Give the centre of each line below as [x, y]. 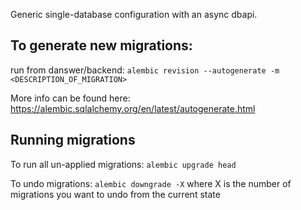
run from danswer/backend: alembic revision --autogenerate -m [145, 70]
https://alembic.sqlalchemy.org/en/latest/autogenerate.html [133, 108]
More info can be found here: [70, 98]
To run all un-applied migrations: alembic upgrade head [123, 164]
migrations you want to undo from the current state [115, 194]
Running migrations [73, 140]
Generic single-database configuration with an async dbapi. [134, 14]
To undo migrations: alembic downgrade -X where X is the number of [151, 183]
